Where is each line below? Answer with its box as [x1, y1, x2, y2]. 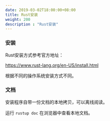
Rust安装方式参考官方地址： [5, 52, 64, 58]
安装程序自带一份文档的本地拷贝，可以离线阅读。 [5, 99, 107, 105]
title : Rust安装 [5, 12, 38, 17]
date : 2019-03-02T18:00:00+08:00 [5, 7, 76, 13]
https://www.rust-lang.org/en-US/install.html [5, 62, 99, 68]
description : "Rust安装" [5, 21, 58, 27]
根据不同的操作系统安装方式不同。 [5, 72, 77, 79]
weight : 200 [5, 17, 30, 22]
